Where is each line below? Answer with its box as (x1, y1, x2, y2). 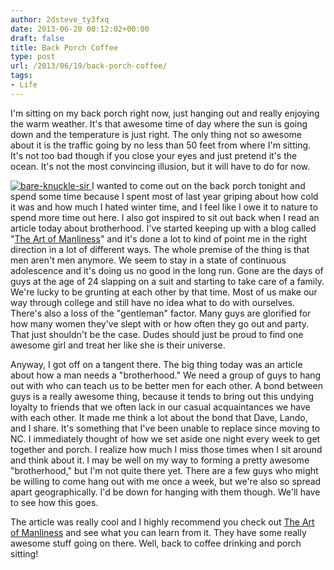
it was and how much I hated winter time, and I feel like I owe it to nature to (10, 201, 318, 213)
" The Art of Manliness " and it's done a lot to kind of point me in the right (10, 232, 308, 245)
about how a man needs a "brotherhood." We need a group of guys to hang (10, 369, 322, 381)
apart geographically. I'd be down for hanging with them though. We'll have (10, 486, 321, 498)
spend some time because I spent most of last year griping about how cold (10, 190, 319, 202)
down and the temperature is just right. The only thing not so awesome (10, 128, 302, 140)
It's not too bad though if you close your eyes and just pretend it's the (10, 149, 298, 161)
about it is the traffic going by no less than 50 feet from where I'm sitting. (10, 139, 312, 151)
